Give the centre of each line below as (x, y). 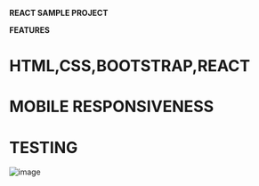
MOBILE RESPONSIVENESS (112, 107)
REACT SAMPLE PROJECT (59, 13)
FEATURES (30, 30)
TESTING (44, 147)
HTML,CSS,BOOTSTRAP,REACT (130, 66)
